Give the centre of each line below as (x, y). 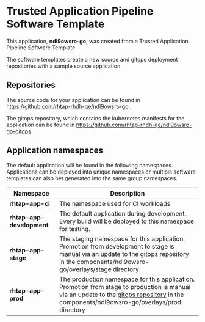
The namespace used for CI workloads (115, 203)
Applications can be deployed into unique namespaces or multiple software (101, 172)
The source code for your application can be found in (73, 100)
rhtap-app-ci (30, 203)
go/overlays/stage (85, 269)
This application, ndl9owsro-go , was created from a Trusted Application (97, 41)
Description (128, 193)
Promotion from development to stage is (117, 246)
